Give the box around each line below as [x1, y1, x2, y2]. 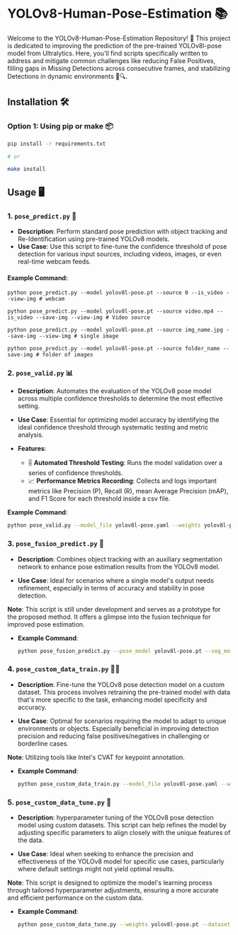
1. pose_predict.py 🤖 [7, 211, 77, 220]
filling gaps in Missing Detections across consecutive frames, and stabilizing [7, 64, 230, 72]
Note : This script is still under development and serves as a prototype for [7, 605, 221, 613]
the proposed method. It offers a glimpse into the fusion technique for [7, 612, 211, 621]
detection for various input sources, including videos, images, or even [17, 250, 222, 258]
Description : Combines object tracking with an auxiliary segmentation [17, 554, 222, 564]
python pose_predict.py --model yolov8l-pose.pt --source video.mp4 [7, 308, 214, 315]
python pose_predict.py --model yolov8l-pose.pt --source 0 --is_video [7, 289, 223, 296]
